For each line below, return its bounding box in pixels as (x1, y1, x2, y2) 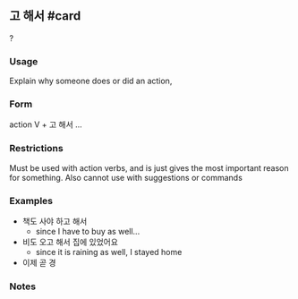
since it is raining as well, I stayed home (35, 247, 183, 257)
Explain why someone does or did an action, (9, 75, 173, 87)
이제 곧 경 (21, 258, 56, 268)
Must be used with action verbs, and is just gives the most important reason (9, 162, 289, 173)
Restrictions (9, 142, 64, 155)
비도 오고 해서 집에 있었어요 (21, 236, 119, 247)
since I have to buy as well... (35, 226, 140, 236)
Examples (9, 194, 54, 207)
